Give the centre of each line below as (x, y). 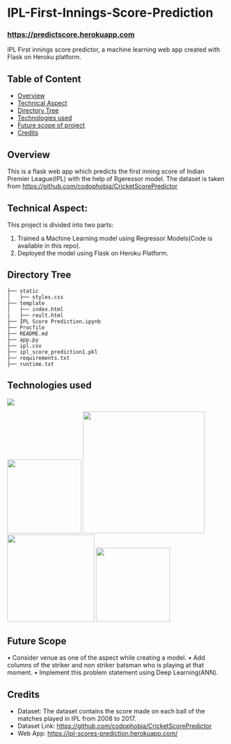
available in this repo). (49, 246)
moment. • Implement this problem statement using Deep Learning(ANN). (113, 672)
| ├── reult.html (35, 315)
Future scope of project (51, 125)
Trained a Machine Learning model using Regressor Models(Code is (115, 238)
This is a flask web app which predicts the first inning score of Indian (106, 171)
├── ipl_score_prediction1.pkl (53, 352)
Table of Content (44, 79)
